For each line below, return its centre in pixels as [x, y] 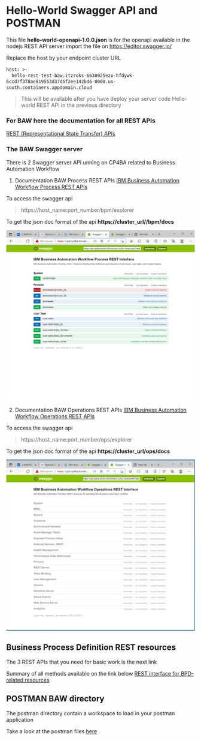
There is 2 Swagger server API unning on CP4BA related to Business [91, 162]
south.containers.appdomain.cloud [49, 88]
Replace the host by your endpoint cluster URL [64, 58]
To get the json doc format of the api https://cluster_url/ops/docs [88, 451]
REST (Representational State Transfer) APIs [61, 134]
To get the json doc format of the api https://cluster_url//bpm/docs [90, 221]
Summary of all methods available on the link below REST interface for [93, 673]
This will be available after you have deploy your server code [96, 98]
